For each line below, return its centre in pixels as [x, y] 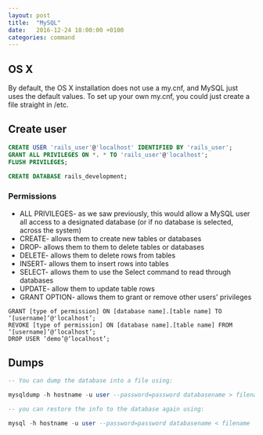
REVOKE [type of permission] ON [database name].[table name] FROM [121, 325]
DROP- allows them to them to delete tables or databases [112, 247]
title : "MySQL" [34, 23]
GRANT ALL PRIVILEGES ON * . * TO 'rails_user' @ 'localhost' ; [108, 155]
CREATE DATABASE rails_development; [68, 176]
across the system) [50, 230]
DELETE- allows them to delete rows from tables [97, 255]
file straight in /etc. [38, 105]
